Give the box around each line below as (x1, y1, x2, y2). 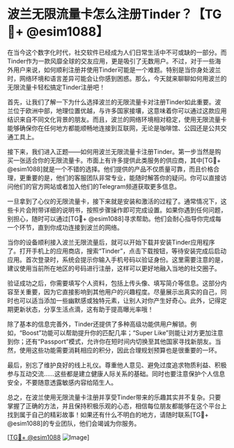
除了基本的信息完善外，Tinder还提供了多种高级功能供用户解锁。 (7, 320, 191, 328)
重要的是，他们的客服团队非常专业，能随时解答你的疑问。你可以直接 (25, 173, 221, 182)
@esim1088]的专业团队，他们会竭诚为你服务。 (7, 419, 141, 427)
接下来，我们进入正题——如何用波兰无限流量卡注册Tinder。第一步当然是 (7, 147, 215, 155)
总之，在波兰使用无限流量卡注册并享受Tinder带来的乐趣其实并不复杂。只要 (7, 393, 221, 401)
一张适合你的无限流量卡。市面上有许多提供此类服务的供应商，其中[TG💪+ (13, 156, 221, 164)
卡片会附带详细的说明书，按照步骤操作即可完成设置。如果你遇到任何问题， (13, 206, 227, 214)
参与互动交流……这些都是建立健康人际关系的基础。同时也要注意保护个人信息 (7, 369, 226, 378)
